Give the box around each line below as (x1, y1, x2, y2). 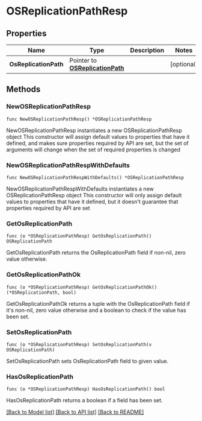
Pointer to (69, 56, 97, 65)
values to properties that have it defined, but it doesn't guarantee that (6, 198, 179, 205)
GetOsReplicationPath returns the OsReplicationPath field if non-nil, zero (6, 249, 186, 256)
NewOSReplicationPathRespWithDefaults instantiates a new (6, 185, 155, 192)
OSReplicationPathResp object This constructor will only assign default (6, 191, 182, 198)
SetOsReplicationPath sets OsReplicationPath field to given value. (6, 357, 169, 364)
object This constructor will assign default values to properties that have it (6, 133, 190, 140)
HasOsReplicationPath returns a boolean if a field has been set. (6, 397, 164, 404)
